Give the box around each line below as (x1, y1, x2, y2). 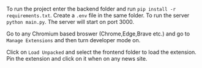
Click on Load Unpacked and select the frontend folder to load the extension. (6, 48, 197, 56)
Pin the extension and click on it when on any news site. (6, 55, 148, 62)
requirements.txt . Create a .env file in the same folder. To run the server (6, 12, 190, 19)
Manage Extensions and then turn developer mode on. (6, 37, 141, 43)
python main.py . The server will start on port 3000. (6, 18, 135, 25)
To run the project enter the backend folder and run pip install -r (6, 6, 176, 12)
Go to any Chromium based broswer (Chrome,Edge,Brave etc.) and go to (6, 30, 190, 37)
